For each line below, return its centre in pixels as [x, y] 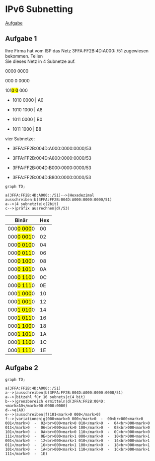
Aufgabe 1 [21, 39]
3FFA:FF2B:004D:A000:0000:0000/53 [52, 148]
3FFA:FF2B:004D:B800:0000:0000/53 [52, 177]
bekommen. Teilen [24, 56]
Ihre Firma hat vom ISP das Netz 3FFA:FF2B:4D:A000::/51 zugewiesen [77, 50]
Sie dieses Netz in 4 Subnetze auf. [40, 61]
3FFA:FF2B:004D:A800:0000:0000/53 [52, 158]
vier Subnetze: [20, 139]
